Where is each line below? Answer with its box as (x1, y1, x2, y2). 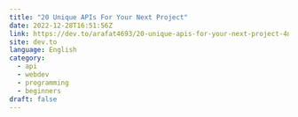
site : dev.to (9, 37, 58, 47)
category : (9, 54, 46, 62)
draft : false (9, 94, 58, 104)
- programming (17, 78, 69, 87)
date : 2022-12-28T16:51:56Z (9, 21, 114, 30)
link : (9, 29, 29, 38)
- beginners (17, 86, 62, 95)
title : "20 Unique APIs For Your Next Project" (9, 12, 189, 22)
